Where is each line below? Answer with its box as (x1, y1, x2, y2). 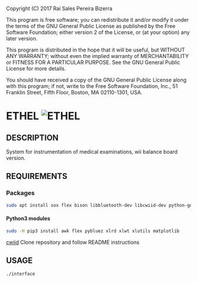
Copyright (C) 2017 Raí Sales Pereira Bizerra (6, 5, 113, 12)
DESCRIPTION (6, 132, 59, 142)
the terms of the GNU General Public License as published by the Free (6, 23, 176, 29)
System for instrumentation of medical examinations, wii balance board (6, 148, 178, 155)
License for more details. (6, 65, 66, 72)
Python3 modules (6, 215, 51, 222)
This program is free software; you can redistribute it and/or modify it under (6, 16, 189, 23)
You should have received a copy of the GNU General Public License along (6, 76, 186, 83)
